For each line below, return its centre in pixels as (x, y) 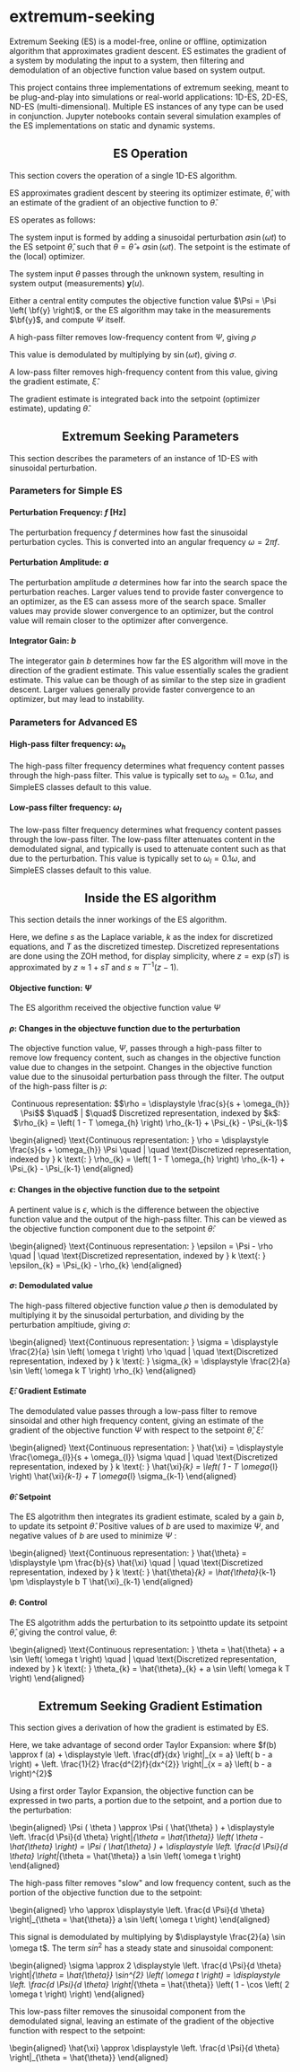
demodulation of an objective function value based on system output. (137, 70)
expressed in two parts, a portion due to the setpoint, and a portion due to (146, 1801)
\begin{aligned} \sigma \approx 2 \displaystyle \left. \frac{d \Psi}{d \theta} (146, 1965)
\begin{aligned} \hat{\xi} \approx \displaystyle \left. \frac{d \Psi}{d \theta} (145, 2048)
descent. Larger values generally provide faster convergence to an (132, 689)
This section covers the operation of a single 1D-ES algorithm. (123, 175)
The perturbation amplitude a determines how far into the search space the (149, 582)
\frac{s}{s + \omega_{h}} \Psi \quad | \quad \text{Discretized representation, (150, 1150)
